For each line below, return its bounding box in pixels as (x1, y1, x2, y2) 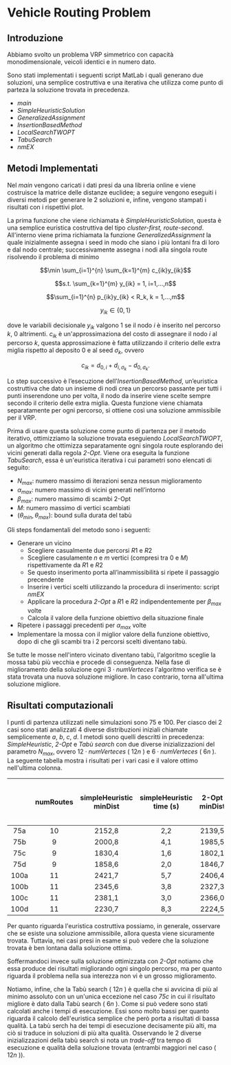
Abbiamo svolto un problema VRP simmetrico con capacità (7, 50, 174, 58)
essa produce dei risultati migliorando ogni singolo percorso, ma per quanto (7, 964, 222, 972)
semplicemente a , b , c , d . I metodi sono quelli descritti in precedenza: (7, 732, 205, 740)
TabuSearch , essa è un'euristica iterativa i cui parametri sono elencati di (7, 456, 212, 465)
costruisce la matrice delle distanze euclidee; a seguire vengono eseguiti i (7, 188, 217, 197)
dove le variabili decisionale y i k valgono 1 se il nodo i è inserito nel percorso (7, 321, 221, 331)
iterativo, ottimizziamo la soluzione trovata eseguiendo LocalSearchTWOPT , (7, 435, 223, 443)
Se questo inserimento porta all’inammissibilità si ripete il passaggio (27, 569, 220, 577)
